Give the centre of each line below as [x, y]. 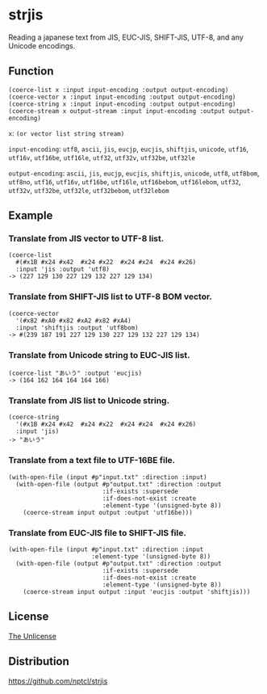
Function [31, 72]
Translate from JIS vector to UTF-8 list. [86, 238]
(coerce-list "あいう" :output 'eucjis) [75, 373]
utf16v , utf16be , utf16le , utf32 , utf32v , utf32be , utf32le [102, 157]
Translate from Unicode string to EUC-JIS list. [100, 355]
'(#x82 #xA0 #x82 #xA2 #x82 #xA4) [73, 321]
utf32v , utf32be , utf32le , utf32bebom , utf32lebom [89, 190]
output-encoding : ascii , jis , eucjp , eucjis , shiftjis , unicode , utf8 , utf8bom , [134, 173]
